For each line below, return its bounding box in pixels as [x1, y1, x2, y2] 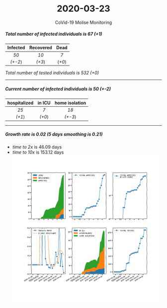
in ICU [37, 100, 51, 106]
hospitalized [7, 100, 34, 106]
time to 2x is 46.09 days [12, 144, 62, 150]
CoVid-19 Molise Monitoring [55, 19, 112, 25]
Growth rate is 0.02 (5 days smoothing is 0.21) [5, 131, 103, 137]
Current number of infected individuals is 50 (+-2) [5, 86, 111, 92]
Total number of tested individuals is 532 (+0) [5, 70, 99, 76]
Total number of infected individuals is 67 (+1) [5, 31, 102, 37]
